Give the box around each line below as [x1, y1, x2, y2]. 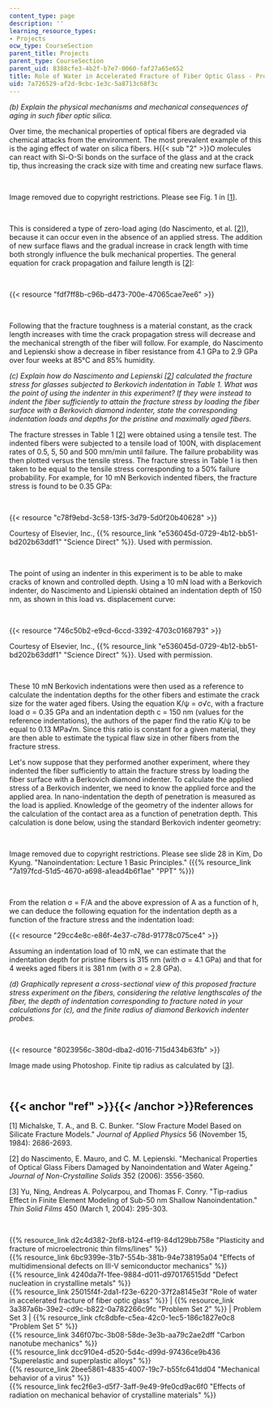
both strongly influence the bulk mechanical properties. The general [9, 249, 237, 259]
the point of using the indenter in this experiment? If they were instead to [9, 388, 252, 398]
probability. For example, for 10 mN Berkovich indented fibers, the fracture [9, 472, 258, 482]
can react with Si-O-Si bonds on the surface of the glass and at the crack [9, 151, 254, 162]
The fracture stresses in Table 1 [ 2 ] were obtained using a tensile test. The [9, 429, 258, 439]
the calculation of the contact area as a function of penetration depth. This [9, 809, 258, 818]
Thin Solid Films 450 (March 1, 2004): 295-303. [9, 1204, 168, 1214]
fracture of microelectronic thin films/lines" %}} [9, 1244, 168, 1254]
